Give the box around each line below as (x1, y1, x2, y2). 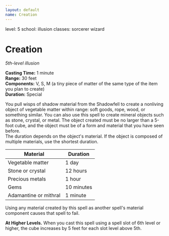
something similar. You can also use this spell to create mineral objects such (5, 112, 164, 118)
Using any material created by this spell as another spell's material (5, 205, 144, 211)
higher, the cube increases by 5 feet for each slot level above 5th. (5, 225, 142, 231)
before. (5, 128, 21, 134)
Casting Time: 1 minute (5, 70, 54, 76)
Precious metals (8, 175, 47, 183)
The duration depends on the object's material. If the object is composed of (5, 133, 163, 139)
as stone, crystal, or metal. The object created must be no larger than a (5, 117, 153, 124)
